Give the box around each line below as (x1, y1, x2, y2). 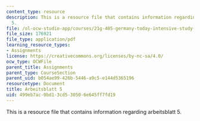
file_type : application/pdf (6, 36, 76, 42)
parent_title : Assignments (6, 64, 73, 70)
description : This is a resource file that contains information (6, 14, 171, 20)
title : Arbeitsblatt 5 (6, 86, 62, 92)
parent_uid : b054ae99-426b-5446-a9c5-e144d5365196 (6, 75, 135, 81)
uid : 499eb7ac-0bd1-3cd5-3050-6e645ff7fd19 (6, 92, 116, 98)
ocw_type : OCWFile (6, 58, 52, 64)
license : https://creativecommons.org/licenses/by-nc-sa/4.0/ (6, 53, 164, 59)
